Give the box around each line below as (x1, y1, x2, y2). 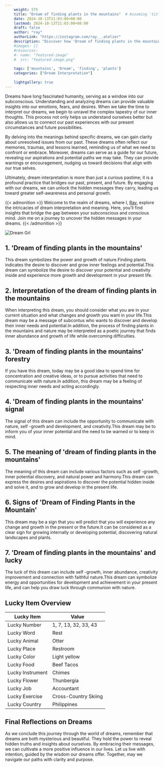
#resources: (14, 48, 38, 53)
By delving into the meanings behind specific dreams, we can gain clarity (5, 134, 152, 140)
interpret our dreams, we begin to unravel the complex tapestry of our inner (5, 108, 157, 115)
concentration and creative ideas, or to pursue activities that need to (5, 373, 143, 379)
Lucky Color (7, 653, 36, 660)
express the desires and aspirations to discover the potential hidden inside (5, 479, 155, 485)
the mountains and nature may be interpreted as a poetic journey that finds (5, 328, 156, 334)
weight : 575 (14, 7, 38, 12)
